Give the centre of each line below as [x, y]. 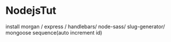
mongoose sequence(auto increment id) [54, 32]
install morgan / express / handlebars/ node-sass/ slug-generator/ [85, 26]
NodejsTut [31, 11]
